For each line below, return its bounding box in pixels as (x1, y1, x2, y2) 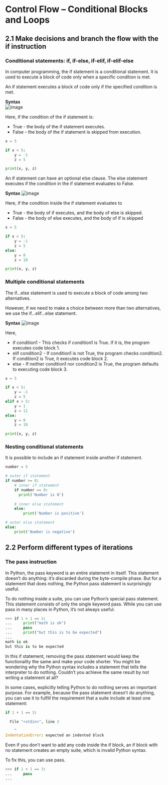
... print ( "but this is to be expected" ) (5, 630, 102, 635)
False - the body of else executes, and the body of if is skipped (12, 215, 143, 221)
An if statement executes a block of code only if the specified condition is (5, 83, 157, 90)
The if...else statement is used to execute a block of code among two (5, 290, 148, 296)
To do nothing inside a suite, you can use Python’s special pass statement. (5, 595, 159, 601)
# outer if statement (5, 474, 51, 479)
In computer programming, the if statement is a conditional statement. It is (5, 68, 158, 74)
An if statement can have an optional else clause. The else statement (5, 175, 148, 182)
